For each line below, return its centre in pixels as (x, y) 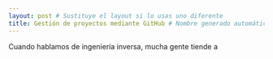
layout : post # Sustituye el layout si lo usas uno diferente (116, 16)
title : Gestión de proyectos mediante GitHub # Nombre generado (119, 23)
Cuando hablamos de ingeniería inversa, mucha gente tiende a (113, 46)
